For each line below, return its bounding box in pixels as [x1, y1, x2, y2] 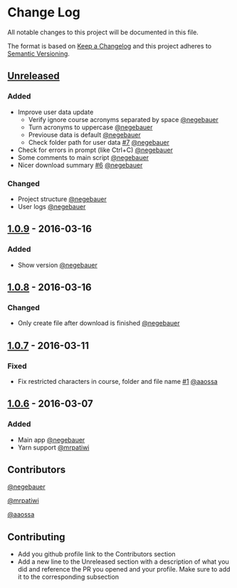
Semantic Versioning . [7, 49, 70, 58]
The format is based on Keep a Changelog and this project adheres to [7, 41, 212, 50]
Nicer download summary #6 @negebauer [17, 161, 143, 169]
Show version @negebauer [17, 260, 98, 269]
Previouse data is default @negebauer [28, 130, 141, 139]
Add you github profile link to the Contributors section [17, 550, 176, 559]
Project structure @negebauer [17, 194, 107, 203]
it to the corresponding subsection [17, 572, 120, 582]
